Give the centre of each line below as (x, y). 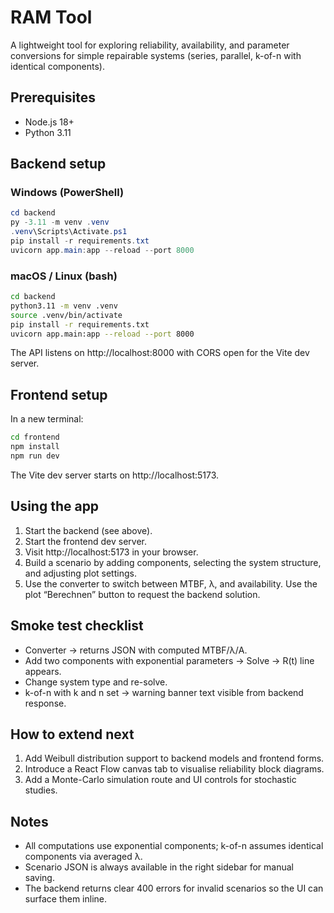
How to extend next (72, 734)
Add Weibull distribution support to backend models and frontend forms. (174, 758)
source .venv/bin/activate (66, 315)
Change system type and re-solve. (96, 682)
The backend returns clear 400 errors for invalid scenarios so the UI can (174, 888)
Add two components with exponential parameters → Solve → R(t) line (169, 660)
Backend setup (58, 164)
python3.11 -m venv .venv (64, 306)
